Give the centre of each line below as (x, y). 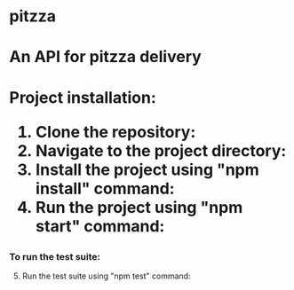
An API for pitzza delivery (105, 57)
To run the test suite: (55, 256)
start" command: (100, 226)
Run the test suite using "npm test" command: (106, 276)
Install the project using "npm (147, 169)
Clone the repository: (115, 132)
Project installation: (83, 97)
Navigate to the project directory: (161, 150)
